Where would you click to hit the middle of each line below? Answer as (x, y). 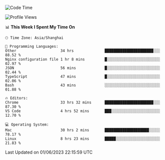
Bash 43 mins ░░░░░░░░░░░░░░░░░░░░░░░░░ (83, 85)
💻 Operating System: (27, 125)
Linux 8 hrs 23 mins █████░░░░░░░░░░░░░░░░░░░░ (83, 139)
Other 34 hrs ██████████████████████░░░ (83, 51)
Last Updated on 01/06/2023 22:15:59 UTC (49, 152)
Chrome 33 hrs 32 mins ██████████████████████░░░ (83, 102)
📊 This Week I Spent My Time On (40, 27)
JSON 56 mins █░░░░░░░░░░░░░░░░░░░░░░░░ (83, 68)
